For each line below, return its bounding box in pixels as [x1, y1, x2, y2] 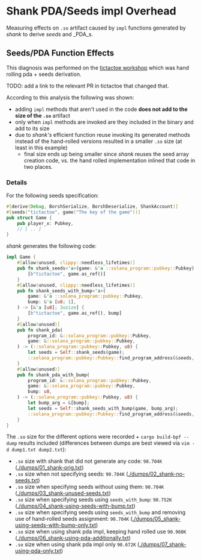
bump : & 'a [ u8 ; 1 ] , [28, 299, 77, 305]
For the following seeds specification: [6, 192, 99, 200]
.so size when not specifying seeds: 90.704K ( [14, 470, 128, 477]
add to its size [14, 125, 50, 132]
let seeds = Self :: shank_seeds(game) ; [28, 350, 125, 356]
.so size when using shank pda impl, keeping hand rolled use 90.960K [14, 528, 187, 535]
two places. [23, 163, 53, 170]
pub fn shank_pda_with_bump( [17, 372, 90, 378]
